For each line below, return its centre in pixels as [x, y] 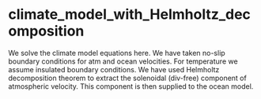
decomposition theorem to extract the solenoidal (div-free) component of [127, 78]
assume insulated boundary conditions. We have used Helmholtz [114, 69]
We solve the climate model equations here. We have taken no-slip [117, 53]
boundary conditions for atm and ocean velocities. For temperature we [123, 61]
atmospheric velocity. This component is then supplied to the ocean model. [131, 86]
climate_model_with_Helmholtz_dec [130, 15]
